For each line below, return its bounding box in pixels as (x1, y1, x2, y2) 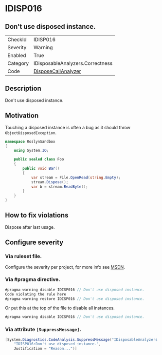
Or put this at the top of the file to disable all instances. (5, 305, 115, 311)
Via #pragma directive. (5, 276, 61, 283)
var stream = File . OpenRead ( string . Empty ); (31, 175, 121, 180)
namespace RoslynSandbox (5, 139, 55, 144)
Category (7, 60, 29, 66)
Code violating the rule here (5, 292, 67, 296)
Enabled (7, 52, 26, 59)
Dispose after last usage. (5, 224, 55, 230)
